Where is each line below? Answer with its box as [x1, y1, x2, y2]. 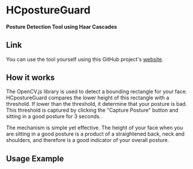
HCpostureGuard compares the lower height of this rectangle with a [6, 94, 170, 101]
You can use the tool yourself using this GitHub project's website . [6, 56, 164, 63]
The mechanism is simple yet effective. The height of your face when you [6, 124, 183, 132]
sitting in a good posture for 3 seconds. [6, 113, 101, 120]
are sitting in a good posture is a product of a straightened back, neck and [6, 130, 185, 137]
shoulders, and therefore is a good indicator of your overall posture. [6, 137, 170, 144]
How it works [6, 73, 55, 82]
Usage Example [6, 153, 64, 164]
